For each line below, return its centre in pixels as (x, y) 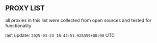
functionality (18, 25)
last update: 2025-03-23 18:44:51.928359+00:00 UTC (60, 35)
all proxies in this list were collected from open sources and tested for (78, 20)
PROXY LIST (25, 8)
